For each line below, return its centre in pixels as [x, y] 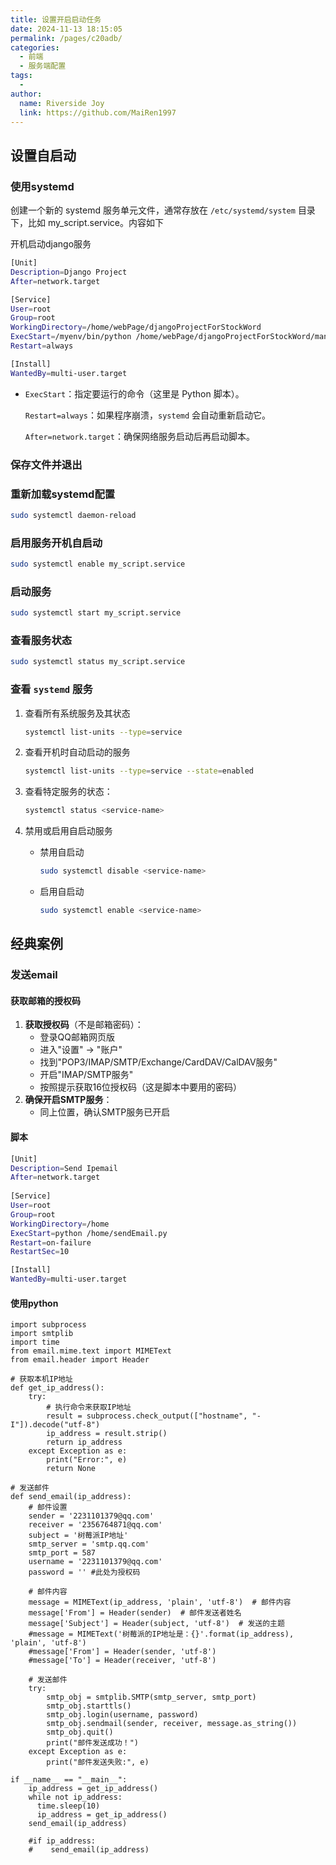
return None [71, 1469]
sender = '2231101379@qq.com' [91, 1516]
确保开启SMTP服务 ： [68, 1100]
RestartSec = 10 [40, 1252]
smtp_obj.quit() [80, 1732]
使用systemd [42, 186]
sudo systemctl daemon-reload [73, 515]
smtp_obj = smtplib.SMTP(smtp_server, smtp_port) [151, 1697]
